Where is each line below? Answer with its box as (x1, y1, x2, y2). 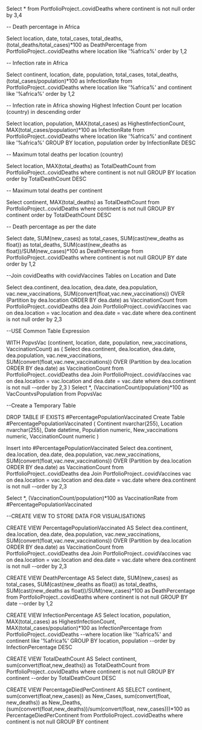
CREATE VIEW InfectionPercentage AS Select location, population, (6, 611, 171, 619)
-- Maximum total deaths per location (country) (6, 151, 124, 158)
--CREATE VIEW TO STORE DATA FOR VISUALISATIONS (6, 513, 146, 520)
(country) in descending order (6, 108, 81, 115)
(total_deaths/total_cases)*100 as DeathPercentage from (6, 42, 147, 48)
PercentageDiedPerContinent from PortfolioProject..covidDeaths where (6, 712, 183, 719)
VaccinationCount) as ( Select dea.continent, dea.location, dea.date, (6, 346, 176, 352)
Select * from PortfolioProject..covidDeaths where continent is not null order (6, 5, 195, 12)
